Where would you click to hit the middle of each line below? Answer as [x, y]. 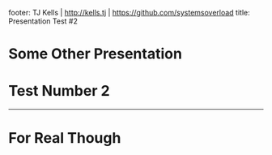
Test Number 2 [59, 91]
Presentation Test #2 [43, 21]
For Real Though [65, 138]
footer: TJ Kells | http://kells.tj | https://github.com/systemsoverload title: [129, 13]
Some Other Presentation [95, 54]
